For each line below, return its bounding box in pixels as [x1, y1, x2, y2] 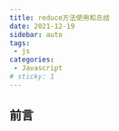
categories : [9, 55, 55, 64]
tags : [9, 38, 30, 48]
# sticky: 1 [9, 72, 55, 81]
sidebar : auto [9, 30, 64, 39]
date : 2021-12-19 [9, 22, 75, 31]
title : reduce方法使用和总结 [9, 13, 111, 23]
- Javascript [13, 64, 64, 73]
